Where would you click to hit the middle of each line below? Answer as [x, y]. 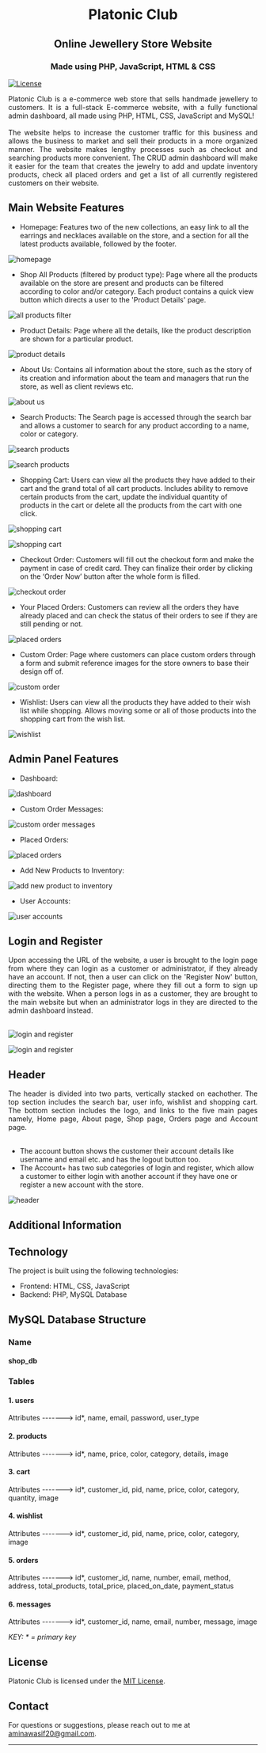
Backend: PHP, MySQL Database [73, 1295]
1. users [21, 1400]
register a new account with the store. [82, 1185]
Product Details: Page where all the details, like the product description [135, 330]
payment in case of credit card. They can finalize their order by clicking [136, 568]
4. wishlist [26, 1516]
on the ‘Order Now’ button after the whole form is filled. [110, 576]
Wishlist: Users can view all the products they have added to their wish [135, 702]
